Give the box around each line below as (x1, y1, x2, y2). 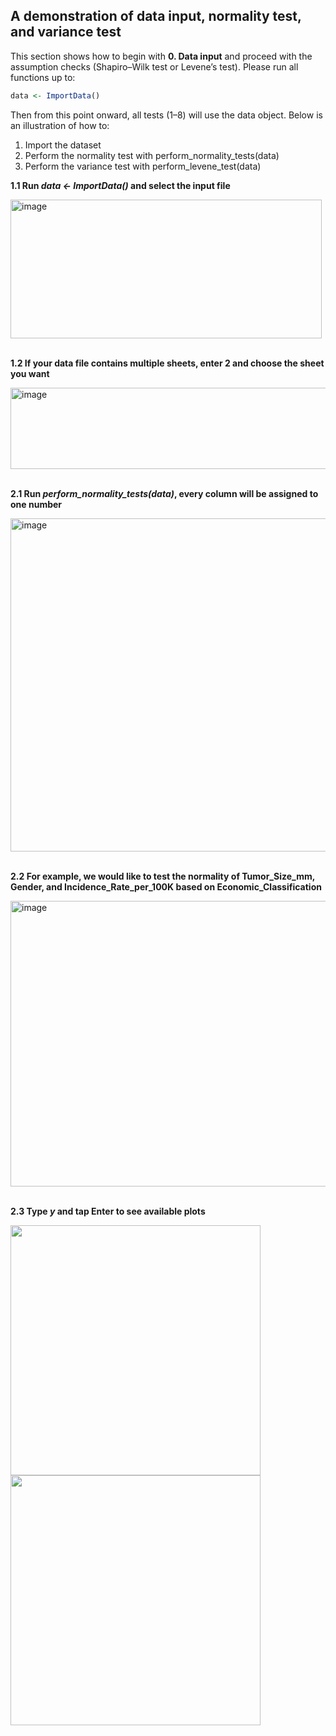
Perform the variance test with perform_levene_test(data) (24, 160, 262, 172)
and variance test (10, 24, 122, 41)
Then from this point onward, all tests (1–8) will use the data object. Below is (10, 109, 323, 121)
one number (10, 498, 63, 510)
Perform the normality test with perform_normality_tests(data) (24, 149, 280, 161)
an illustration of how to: (10, 119, 110, 131)
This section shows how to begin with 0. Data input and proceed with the (10, 50, 313, 62)
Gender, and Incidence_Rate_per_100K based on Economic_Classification (10, 880, 322, 893)
